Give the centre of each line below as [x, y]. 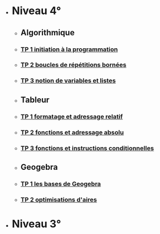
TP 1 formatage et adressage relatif [71, 116]
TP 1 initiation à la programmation [69, 49]
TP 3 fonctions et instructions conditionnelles [87, 148]
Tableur [35, 100]
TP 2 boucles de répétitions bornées [73, 65]
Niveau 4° [36, 11]
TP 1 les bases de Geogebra [61, 183]
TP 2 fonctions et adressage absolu [72, 132]
